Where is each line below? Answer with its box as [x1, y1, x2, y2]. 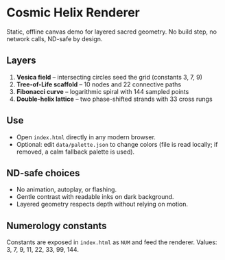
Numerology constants [6, 220, 107, 231]
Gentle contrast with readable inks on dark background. [16, 193, 174, 201]
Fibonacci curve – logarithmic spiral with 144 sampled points [16, 87, 189, 95]
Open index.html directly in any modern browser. [16, 132, 156, 141]
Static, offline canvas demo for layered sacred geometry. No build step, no [6, 27, 217, 36]
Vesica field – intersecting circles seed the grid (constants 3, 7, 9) [16, 73, 203, 81]
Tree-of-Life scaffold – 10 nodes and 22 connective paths [16, 80, 182, 88]
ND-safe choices [6, 167, 80, 179]
